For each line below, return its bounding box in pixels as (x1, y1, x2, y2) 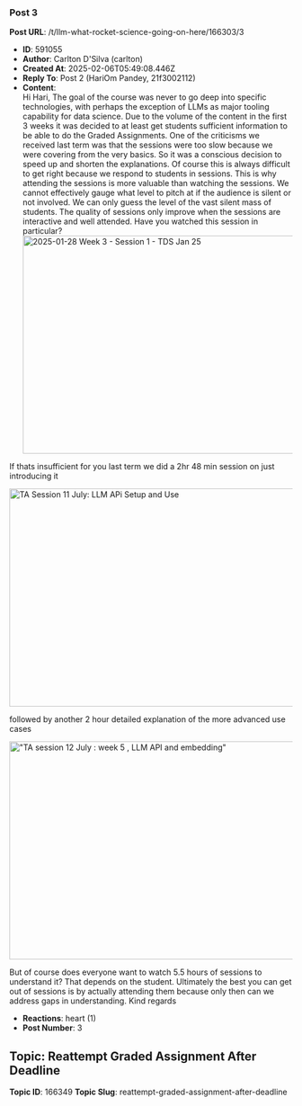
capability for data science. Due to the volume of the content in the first (22, 111, 288, 122)
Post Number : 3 (22, 1022, 83, 1033)
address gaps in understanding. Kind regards (9, 995, 177, 1006)
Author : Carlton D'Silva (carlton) (22, 54, 144, 65)
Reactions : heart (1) (22, 1013, 97, 1024)
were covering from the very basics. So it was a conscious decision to (22, 149, 282, 160)
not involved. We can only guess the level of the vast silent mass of (22, 197, 272, 208)
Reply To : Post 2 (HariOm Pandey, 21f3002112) (22, 73, 196, 84)
